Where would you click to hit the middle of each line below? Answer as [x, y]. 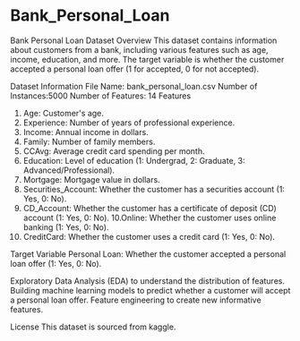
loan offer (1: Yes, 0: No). [56, 263]
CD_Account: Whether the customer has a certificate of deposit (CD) [150, 208]
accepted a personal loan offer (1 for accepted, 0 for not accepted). [135, 69]
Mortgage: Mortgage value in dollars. [91, 179]
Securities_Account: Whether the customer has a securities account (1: [154, 189]
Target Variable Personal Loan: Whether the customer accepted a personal [148, 254]
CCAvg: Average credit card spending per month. [114, 151]
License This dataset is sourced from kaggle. [93, 327]
